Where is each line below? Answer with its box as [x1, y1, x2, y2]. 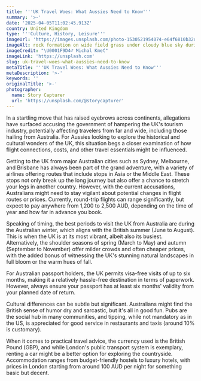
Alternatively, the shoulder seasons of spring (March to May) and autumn [6, 239, 187, 246]
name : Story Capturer [11, 92, 66, 98]
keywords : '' [6, 75, 39, 81]
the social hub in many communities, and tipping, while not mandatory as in [6, 313, 192, 320]
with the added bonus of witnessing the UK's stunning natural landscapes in [6, 252, 194, 259]
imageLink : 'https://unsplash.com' [6, 53, 95, 59]
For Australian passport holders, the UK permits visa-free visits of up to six [6, 270, 191, 277]
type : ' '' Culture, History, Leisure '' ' [6, 31, 106, 37]
